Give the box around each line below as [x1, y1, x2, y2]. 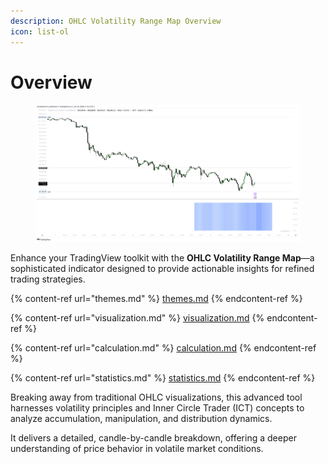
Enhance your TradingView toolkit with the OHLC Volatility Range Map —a [10, 251, 315, 264]
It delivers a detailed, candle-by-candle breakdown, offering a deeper [10, 431, 297, 444]
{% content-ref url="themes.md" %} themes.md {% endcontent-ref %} [10, 292, 303, 304]
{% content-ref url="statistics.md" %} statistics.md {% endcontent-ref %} [10, 371, 316, 384]
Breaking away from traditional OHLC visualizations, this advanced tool [10, 391, 303, 403]
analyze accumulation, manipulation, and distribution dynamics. [10, 412, 273, 424]
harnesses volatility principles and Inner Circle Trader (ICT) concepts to [10, 401, 305, 414]
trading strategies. [10, 273, 86, 285]
